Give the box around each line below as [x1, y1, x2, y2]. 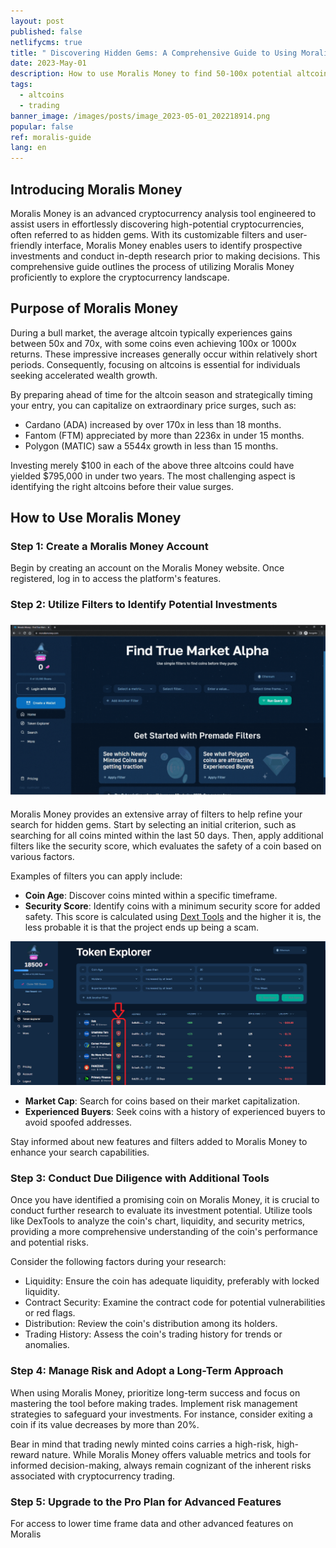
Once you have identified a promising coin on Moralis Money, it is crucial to [10, 1194, 320, 1206]
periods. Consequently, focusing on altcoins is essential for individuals [10, 358, 301, 370]
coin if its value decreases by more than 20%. [10, 1418, 200, 1430]
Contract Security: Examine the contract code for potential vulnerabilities [24, 1296, 326, 1309]
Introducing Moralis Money [10, 181, 183, 198]
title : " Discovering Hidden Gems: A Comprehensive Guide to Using [10, 48, 298, 58]
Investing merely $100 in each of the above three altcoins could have [10, 459, 295, 471]
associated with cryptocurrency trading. [10, 1470, 176, 1482]
